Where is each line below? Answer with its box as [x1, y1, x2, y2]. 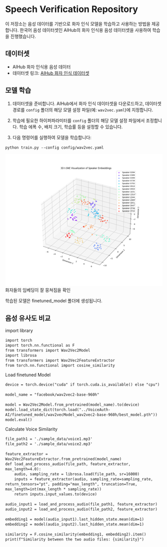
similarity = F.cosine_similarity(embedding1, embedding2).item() [5, 532, 146, 537]
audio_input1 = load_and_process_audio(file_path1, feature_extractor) [5, 502, 157, 507]
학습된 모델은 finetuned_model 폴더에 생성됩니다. [5, 298, 102, 304]
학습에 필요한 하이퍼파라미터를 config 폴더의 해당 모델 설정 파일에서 [12, 117, 145, 124]
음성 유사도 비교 [5, 314, 51, 322]
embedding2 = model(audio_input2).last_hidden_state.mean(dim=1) [5, 522, 144, 527]
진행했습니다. [10, 33, 36, 39]
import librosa [5, 353, 37, 358]
